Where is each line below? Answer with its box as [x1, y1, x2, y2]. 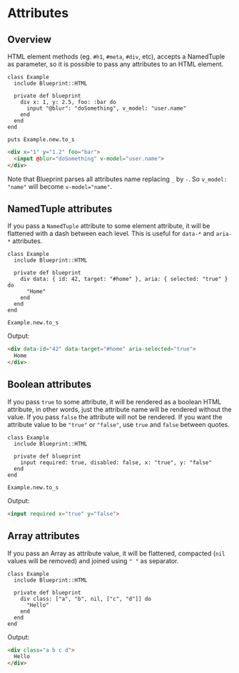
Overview [7, 34, 52, 46]
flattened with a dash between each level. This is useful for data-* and [7, 230, 215, 238]
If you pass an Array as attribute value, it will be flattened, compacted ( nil [7, 549, 225, 558]
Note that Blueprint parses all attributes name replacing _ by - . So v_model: [7, 175, 228, 183]
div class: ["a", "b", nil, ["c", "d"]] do [20, 595, 152, 602]
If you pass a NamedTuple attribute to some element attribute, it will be [7, 222, 210, 230]
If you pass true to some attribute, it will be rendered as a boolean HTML [7, 397, 222, 406]
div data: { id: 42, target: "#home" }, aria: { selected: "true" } [20, 276, 228, 283]
